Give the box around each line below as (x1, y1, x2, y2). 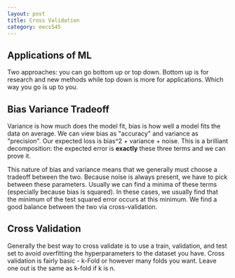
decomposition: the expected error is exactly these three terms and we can (7, 145, 226, 152)
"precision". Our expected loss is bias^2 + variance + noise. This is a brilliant (7, 137, 228, 145)
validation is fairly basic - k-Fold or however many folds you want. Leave (7, 256, 217, 265)
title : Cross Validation (7, 17, 80, 24)
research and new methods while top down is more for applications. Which (7, 75, 224, 84)
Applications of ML (7, 49, 93, 61)
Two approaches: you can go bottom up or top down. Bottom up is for (7, 68, 209, 77)
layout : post (7, 10, 46, 18)
